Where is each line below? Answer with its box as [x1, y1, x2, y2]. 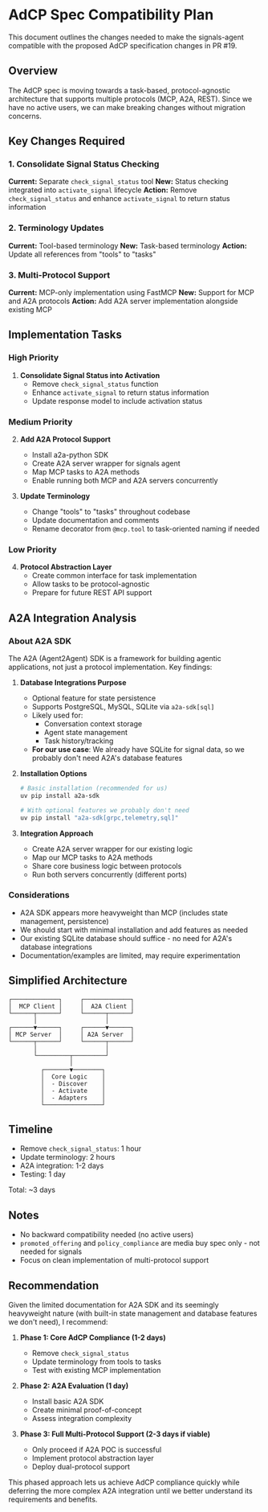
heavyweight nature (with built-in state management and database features [8, 1309, 258, 1318]
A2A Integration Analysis [8, 611, 137, 625]
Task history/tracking [43, 736, 114, 746]
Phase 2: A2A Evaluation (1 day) [19, 1381, 129, 1391]
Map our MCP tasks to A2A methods [31, 853, 153, 862]
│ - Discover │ [40, 1079, 106, 1087]
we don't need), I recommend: [8, 1317, 108, 1327]
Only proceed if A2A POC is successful [31, 1445, 162, 1455]
